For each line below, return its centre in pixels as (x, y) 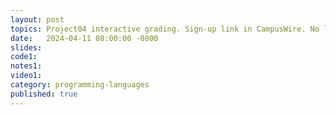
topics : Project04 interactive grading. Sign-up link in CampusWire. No (165, 29)
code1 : (24, 57)
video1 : (26, 76)
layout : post (37, 19)
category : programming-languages (80, 85)
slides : (26, 47)
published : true (44, 94)
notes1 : (26, 66)
